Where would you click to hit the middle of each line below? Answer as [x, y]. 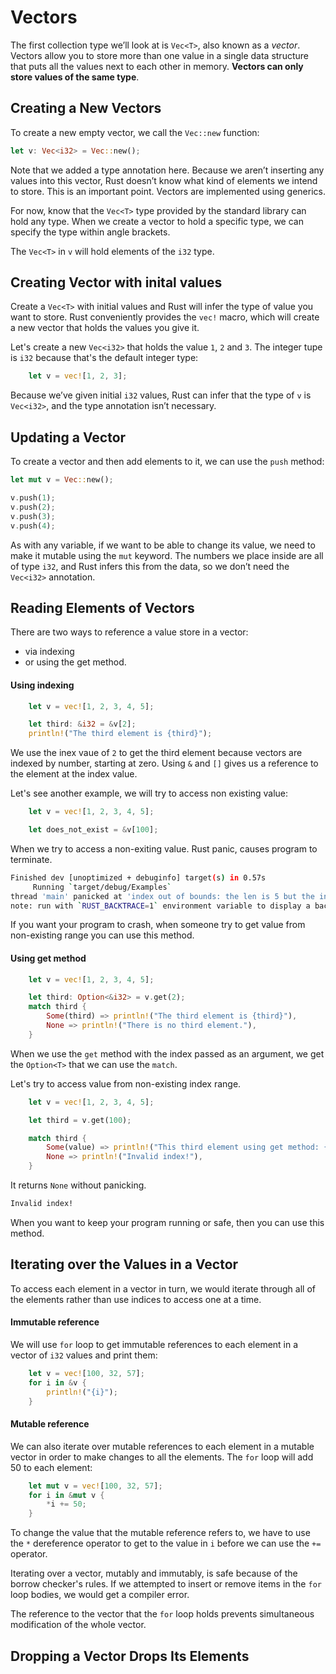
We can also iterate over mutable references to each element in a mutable [162, 1446]
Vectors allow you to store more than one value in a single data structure [159, 55]
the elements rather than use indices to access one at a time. [136, 1299]
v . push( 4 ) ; [33, 526]
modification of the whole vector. [78, 1625]
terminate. [31, 859]
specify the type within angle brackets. [90, 232]
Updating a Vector [68, 437]
